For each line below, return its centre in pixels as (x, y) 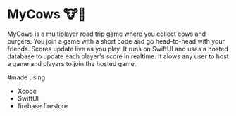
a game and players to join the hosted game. (72, 63)
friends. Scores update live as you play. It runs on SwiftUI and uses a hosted (118, 49)
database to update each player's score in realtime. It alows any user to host (118, 56)
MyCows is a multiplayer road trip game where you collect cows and (107, 34)
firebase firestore (43, 105)
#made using (26, 77)
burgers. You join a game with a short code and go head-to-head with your (116, 41)
